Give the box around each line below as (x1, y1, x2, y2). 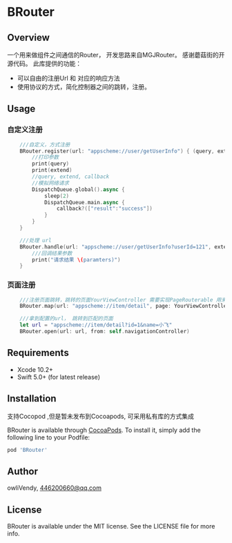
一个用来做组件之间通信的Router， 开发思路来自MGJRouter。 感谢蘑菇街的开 (7, 51, 225, 59)
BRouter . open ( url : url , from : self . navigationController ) (19, 328, 190, 335)
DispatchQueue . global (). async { (32, 186, 126, 193)
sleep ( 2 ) (43, 192, 70, 199)
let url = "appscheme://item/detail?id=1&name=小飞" (19, 322, 173, 328)
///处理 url (19, 237, 52, 244)
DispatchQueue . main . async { (43, 199, 126, 206)
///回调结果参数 (32, 250, 72, 257)
